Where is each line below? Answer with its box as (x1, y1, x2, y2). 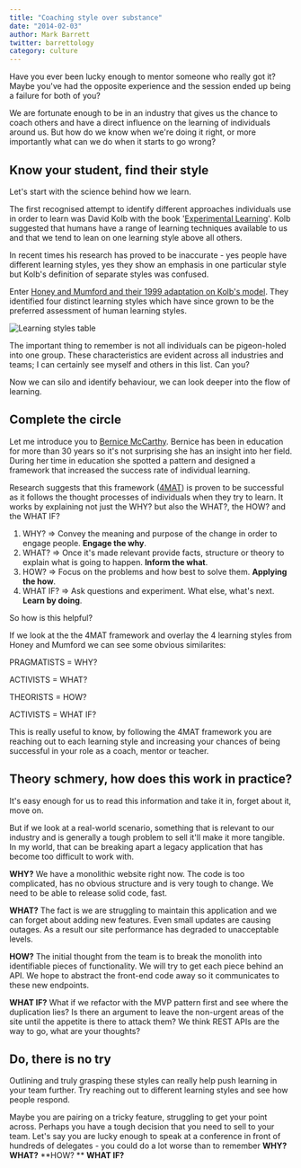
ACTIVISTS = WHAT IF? (9, 709, 97, 720)
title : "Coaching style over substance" (9, 13, 164, 22)
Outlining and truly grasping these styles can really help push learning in (9, 1075, 278, 1086)
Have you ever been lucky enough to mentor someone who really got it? (9, 71, 277, 82)
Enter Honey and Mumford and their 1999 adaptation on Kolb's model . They (9, 286, 289, 296)
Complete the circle (9, 412, 121, 428)
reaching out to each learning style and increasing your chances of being (9, 736, 281, 747)
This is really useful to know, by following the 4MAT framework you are (9, 726, 272, 737)
